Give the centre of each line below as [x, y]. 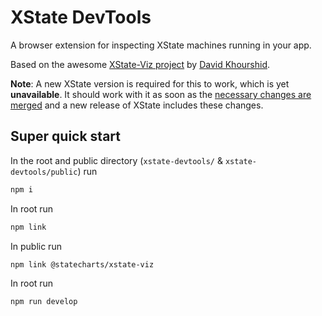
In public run [36, 246]
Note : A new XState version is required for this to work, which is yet [150, 83]
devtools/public [44, 172]
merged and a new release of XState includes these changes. [137, 105]
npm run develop [44, 302]
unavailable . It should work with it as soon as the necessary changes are [161, 94]
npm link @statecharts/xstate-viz [82, 264]
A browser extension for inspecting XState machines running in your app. [161, 45]
